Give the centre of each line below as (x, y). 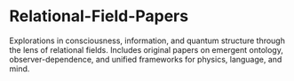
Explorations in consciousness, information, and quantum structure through (147, 40)
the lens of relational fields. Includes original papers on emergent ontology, (147, 49)
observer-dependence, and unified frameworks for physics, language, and (146, 59)
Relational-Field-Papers (99, 16)
